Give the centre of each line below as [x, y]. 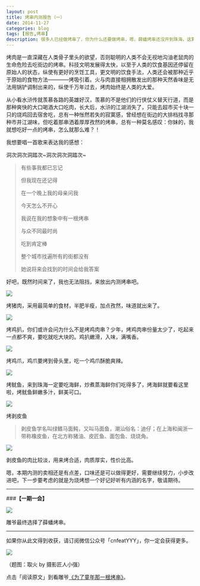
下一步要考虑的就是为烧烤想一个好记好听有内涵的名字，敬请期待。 [102, 480]
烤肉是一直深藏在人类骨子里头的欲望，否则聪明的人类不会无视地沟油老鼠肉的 [100, 57]
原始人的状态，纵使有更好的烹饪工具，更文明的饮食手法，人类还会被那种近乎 [100, 72]
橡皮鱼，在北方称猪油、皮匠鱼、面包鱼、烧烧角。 [91, 436]
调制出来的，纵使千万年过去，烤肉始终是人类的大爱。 [92, 87]
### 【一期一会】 [27, 498]
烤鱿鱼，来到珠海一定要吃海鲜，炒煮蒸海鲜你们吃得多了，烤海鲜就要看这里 [97, 385]
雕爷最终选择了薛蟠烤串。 [37, 522]
